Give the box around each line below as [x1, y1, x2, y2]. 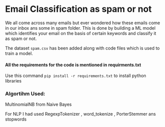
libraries [5, 78, 22, 84]
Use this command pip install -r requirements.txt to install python [5, 73, 146, 79]
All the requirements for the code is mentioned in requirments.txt [5, 62, 141, 68]
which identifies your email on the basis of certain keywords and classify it [5, 30, 157, 36]
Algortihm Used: [5, 90, 46, 97]
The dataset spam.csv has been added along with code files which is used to [5, 45, 160, 51]
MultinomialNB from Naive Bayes [5, 101, 72, 107]
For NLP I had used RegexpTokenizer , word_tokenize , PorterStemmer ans [5, 111, 156, 117]
